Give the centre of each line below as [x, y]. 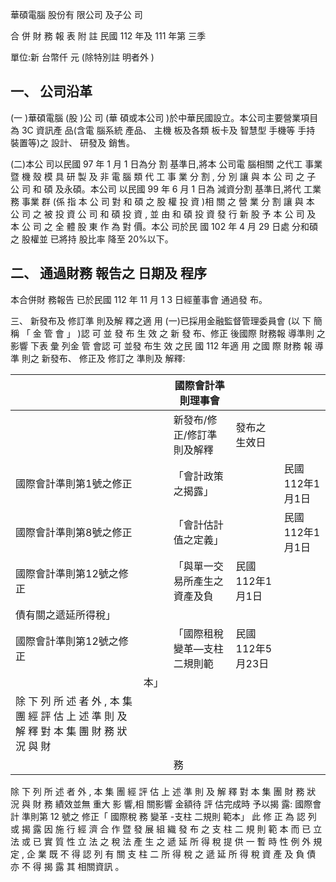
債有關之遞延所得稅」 [66, 615]
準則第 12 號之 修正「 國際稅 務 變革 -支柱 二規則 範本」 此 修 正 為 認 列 [169, 816]
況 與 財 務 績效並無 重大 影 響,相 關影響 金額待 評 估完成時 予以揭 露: [151, 804]
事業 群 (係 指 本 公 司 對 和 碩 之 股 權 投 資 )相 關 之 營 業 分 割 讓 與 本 [168, 201]
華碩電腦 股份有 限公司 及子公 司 [76, 14]
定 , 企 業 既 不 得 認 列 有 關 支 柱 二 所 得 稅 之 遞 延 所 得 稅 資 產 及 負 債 [163, 854]
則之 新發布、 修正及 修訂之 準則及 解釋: [103, 358]
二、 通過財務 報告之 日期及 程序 [108, 273]
